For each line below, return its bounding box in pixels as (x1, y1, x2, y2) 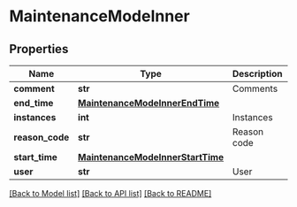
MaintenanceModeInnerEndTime (78, 97, 220, 109)
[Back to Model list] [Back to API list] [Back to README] (9, 188, 212, 198)
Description (232, 68, 283, 80)
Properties (9, 42, 69, 57)
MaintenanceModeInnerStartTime (78, 151, 224, 163)
